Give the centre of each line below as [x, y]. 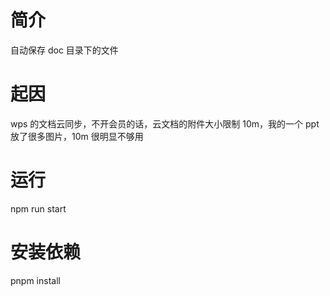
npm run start [38, 208]
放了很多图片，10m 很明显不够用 [77, 136]
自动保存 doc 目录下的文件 [64, 50]
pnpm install [35, 280]
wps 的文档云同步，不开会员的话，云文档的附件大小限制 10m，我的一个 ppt [165, 123]
